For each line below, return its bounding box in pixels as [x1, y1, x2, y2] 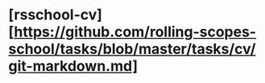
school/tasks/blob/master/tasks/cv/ [8, 40, 256, 58]
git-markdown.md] [8, 57, 139, 76]
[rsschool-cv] [8, 6, 103, 24]
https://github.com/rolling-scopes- [14, 23, 256, 41]
